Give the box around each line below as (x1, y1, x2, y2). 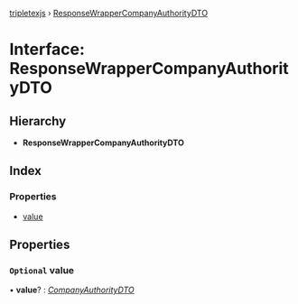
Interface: (9, 40, 86, 60)
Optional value (9, 264, 75, 276)
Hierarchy (9, 113, 67, 129)
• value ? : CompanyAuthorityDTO (9, 284, 135, 296)
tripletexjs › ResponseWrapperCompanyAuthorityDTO (9, 8, 209, 18)
